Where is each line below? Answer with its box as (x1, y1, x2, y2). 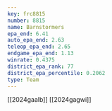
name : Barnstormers (7, 23, 65, 30)
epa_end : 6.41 (7, 30, 49, 37)
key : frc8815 (7, 10, 46, 18)
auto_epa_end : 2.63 (7, 37, 65, 44)
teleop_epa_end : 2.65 (7, 43, 71, 50)
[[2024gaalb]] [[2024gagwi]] (7, 95, 92, 104)
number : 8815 (7, 17, 46, 24)
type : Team (7, 76, 39, 83)
